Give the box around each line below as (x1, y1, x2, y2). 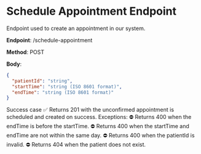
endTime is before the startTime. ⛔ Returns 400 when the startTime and (6, 123, 189, 130)
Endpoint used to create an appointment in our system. (6, 25, 146, 32)
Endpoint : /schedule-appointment (6, 36, 93, 44)
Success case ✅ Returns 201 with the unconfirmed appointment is (6, 106, 174, 114)
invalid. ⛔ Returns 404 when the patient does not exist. (6, 141, 146, 148)
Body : (6, 60, 22, 67)
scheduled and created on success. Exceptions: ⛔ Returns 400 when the (6, 114, 192, 121)
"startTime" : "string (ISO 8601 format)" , (12, 83, 122, 90)
